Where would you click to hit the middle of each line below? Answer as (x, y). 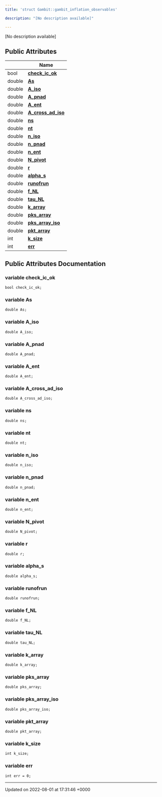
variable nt (18, 433)
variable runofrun (26, 588)
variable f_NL (21, 610)
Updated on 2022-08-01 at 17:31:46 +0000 (48, 789)
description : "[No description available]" (49, 18)
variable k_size (23, 743)
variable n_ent (22, 500)
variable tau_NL (24, 633)
